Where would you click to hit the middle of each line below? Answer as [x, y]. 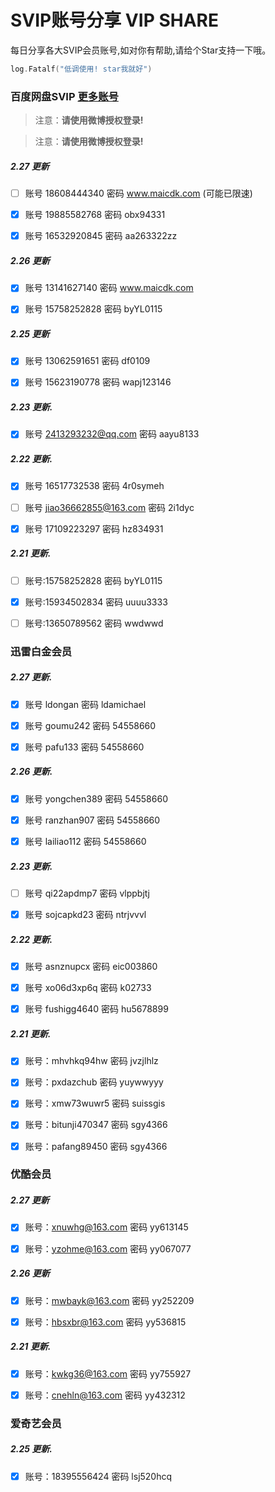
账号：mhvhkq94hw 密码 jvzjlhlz [91, 1061]
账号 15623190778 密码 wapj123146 [98, 382]
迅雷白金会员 [41, 651]
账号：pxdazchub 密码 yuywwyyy [94, 1082]
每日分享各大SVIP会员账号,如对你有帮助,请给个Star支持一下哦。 [141, 50]
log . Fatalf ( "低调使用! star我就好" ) [81, 69]
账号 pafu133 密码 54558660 [84, 747]
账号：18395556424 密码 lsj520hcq [98, 1476]
